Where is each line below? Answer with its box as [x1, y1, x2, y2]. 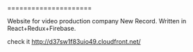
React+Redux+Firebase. [7, 25, 76, 32]
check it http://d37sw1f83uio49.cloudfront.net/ [7, 38, 141, 45]
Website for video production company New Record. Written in [7, 17, 187, 25]
